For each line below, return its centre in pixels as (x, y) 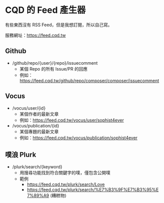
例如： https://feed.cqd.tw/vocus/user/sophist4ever (72, 120)
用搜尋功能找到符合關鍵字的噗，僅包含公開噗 (65, 173)
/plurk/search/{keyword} (37, 167)
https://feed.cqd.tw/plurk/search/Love (66, 184)
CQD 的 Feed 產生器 (46, 10)
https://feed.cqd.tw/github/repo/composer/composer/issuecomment (89, 81)
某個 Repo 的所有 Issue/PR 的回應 (53, 69)
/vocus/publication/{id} (36, 125)
